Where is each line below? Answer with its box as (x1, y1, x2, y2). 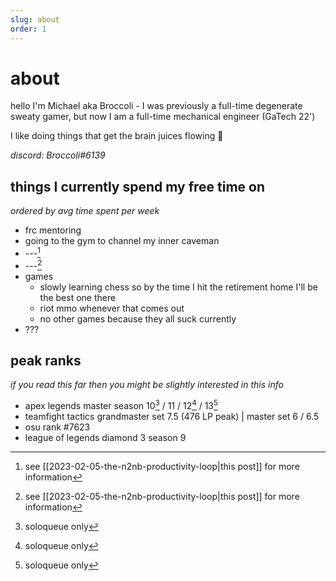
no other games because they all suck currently (39, 312, 237, 325)
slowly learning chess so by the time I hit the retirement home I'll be (39, 281, 318, 293)
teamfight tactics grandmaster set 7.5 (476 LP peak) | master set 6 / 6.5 (24, 411, 320, 423)
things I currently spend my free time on (10, 178, 266, 195)
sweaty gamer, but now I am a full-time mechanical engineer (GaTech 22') (10, 111, 316, 123)
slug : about (10, 14, 60, 25)
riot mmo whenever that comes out (39, 302, 185, 314)
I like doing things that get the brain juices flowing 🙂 (10, 130, 224, 142)
